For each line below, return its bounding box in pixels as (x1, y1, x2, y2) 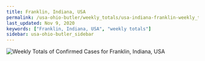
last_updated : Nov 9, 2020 (6, 20, 75, 26)
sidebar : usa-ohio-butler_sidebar (6, 31, 95, 37)
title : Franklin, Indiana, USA (6, 8, 86, 15)
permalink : (6, 14, 34, 21)
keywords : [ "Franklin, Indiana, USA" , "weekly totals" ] (6, 25, 151, 32)
